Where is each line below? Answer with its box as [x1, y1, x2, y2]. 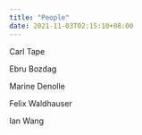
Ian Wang [9, 115, 45, 126]
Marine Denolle [9, 80, 65, 91]
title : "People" [9, 13, 70, 22]
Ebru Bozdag [9, 63, 57, 74]
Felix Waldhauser [9, 97, 73, 108]
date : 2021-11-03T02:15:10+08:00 [9, 21, 134, 30]
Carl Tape [9, 46, 46, 56]
